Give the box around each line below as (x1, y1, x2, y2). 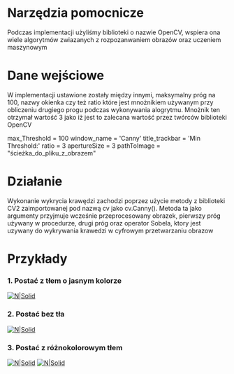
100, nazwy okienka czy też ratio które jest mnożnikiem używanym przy (7, 98, 214, 106)
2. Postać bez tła (7, 310, 65, 319)
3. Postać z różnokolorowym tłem (7, 342, 123, 352)
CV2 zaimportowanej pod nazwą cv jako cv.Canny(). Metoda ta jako (7, 204, 203, 212)
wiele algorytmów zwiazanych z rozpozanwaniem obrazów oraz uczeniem (7, 35, 221, 43)
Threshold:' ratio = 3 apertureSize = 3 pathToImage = (7, 141, 161, 150)
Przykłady (7, 251, 68, 267)
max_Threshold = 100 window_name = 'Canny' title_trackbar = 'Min (7, 134, 201, 142)
